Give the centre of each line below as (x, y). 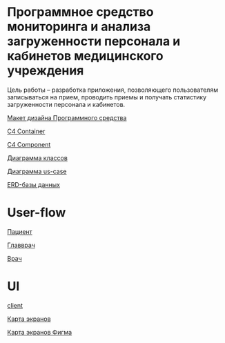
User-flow (37, 213)
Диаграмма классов (37, 158)
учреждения (46, 71)
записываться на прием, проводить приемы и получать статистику (107, 97)
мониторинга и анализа (79, 27)
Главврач (21, 245)
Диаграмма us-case (37, 171)
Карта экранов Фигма (40, 332)
